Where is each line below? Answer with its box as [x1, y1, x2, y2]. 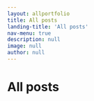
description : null [7, 36, 61, 43]
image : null [7, 42, 42, 49]
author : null [7, 49, 45, 56]
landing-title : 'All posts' [7, 23, 89, 30]
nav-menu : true [7, 29, 52, 37]
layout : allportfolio [7, 10, 70, 17]
